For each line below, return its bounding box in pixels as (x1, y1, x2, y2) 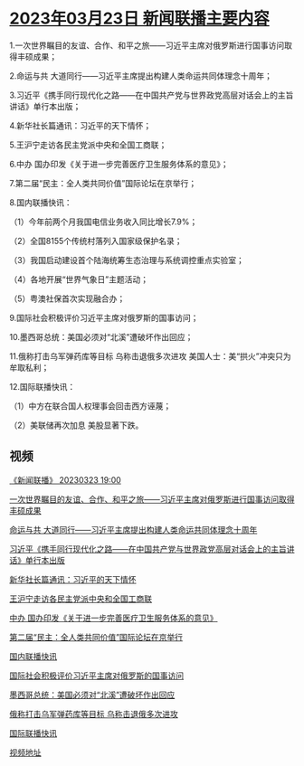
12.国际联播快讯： (9, 381, 76, 392)
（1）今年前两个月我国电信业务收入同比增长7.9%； (9, 216, 198, 227)
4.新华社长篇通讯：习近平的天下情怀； (9, 119, 152, 131)
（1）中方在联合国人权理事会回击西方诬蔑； (9, 400, 172, 411)
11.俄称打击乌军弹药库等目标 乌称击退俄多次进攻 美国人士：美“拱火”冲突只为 (9, 350, 291, 362)
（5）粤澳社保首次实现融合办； (9, 293, 126, 304)
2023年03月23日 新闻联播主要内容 (9, 8, 270, 29)
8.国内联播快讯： (9, 196, 72, 208)
